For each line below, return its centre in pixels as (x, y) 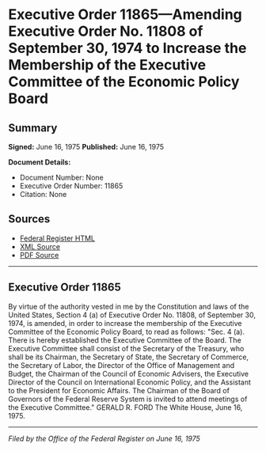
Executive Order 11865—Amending (125, 15)
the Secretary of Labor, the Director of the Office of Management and (122, 365)
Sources (29, 219)
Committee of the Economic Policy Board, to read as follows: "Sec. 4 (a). (127, 332)
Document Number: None (62, 177)
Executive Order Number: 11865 (71, 186)
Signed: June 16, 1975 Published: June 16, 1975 (86, 147)
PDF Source (39, 255)
